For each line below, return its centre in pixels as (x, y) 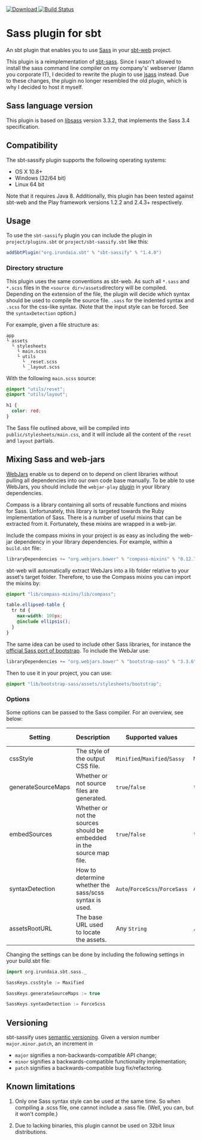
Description (93, 737)
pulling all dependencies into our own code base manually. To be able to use (100, 480)
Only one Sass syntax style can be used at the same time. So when (98, 1101)
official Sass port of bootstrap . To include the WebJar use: (78, 650)
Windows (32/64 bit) (40, 178)
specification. (23, 126)
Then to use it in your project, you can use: (59, 673)
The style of (93, 751)
